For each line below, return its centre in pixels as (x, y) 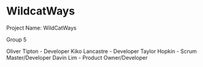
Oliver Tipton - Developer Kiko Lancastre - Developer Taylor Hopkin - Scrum (101, 51)
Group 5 (16, 39)
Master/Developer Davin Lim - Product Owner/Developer (77, 57)
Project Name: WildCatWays (42, 28)
